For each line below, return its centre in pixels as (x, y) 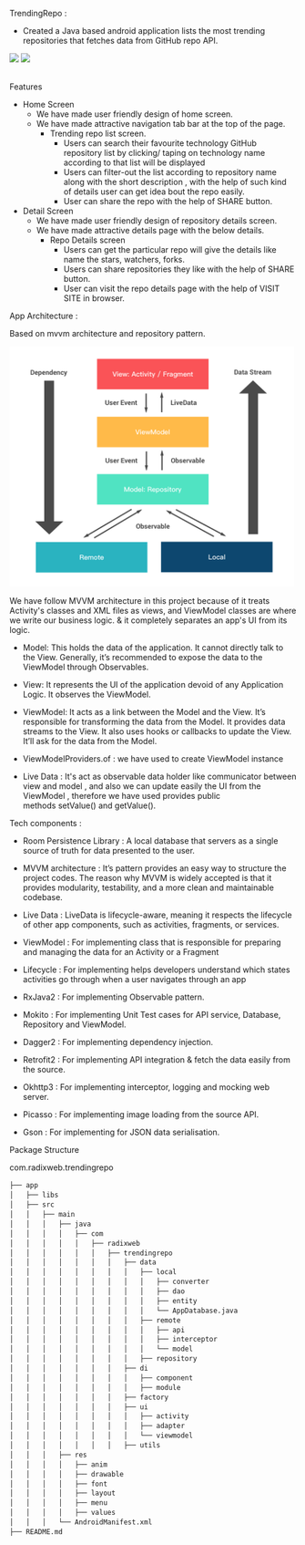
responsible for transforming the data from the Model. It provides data (154, 722)
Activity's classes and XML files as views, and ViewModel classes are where (153, 611)
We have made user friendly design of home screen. (135, 114)
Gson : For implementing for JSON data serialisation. (121, 1132)
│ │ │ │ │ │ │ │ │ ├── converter (109, 1282)
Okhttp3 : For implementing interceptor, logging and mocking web (146, 1087)
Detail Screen (48, 211)
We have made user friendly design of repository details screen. (157, 221)
